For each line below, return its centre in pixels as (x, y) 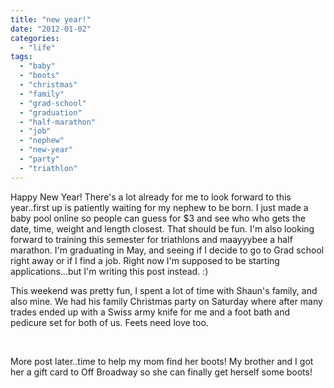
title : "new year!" (51, 19)
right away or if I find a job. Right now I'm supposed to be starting (145, 260)
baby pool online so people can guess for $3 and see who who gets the (158, 218)
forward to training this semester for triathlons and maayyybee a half (151, 239)
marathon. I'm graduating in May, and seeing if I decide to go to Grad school (167, 250)
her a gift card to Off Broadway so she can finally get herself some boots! (161, 372)
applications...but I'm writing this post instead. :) (109, 271)
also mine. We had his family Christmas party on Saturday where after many (166, 301)
